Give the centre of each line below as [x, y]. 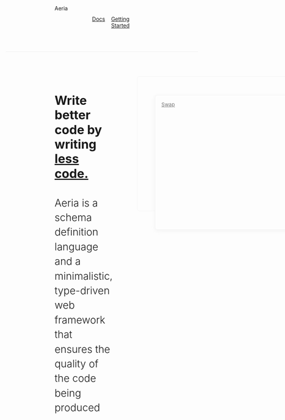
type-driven [82, 290]
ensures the [82, 349]
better [73, 115]
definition [77, 232]
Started [121, 25]
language [77, 246]
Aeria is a [76, 203]
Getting [121, 19]
